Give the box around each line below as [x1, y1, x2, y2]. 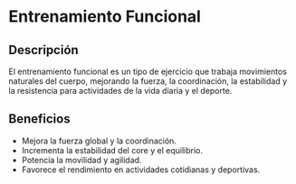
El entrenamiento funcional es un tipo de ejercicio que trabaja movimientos [8, 66, 287, 77]
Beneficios [8, 111, 71, 127]
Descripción [8, 42, 79, 58]
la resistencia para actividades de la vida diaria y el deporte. [8, 86, 233, 96]
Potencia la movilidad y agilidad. [21, 154, 142, 165]
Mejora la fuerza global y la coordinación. [21, 135, 177, 146]
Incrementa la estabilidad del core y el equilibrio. [21, 144, 203, 155]
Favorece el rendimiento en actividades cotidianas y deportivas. [21, 164, 261, 175]
